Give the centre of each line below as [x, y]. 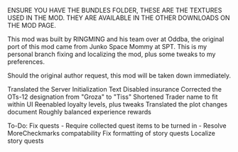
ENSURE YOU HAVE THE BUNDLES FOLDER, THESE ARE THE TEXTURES [115, 10]
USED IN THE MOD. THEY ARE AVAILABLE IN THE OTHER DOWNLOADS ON [119, 18]
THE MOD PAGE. [32, 25]
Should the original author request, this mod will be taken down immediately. [119, 75]
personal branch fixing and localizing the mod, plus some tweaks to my [112, 54]
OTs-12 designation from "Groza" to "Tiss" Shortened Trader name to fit [113, 97]
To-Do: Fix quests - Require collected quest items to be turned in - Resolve [117, 126]
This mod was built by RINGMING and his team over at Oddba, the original [116, 39]
